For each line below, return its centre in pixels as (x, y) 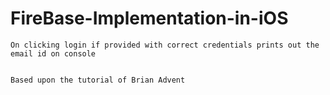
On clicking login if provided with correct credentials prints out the (165, 45)
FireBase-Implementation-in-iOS (149, 18)
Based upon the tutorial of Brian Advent (98, 80)
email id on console (53, 53)
